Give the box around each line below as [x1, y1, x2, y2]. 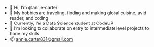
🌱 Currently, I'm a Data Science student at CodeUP [9, 20, 114, 26]
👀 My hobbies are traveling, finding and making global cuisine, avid [9, 10, 147, 16]
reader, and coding [9, 15, 48, 21]
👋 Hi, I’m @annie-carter [9, 5, 58, 10]
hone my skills [9, 31, 39, 36]
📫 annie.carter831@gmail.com [9, 36, 73, 42]
